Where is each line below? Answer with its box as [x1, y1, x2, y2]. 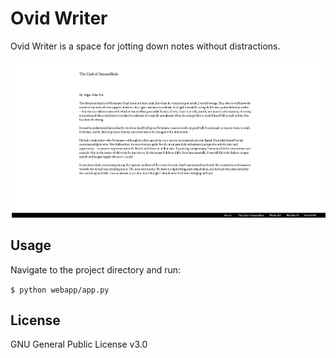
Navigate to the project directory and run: [10, 263, 182, 276]
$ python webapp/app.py [10, 285, 110, 295]
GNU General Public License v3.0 [10, 338, 148, 351]
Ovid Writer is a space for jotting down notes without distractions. [10, 40, 281, 52]
